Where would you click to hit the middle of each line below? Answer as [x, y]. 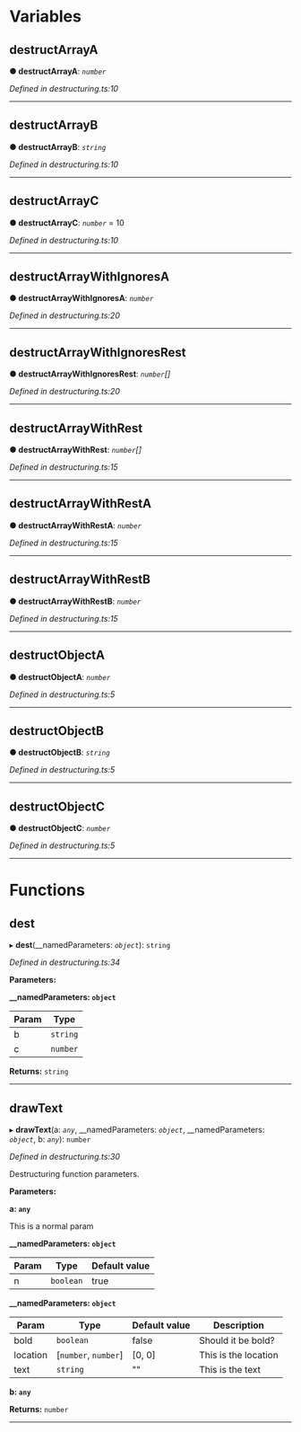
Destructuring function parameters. [74, 1173]
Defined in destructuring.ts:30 [65, 1156]
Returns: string [39, 1072]
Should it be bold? [236, 1340]
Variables [46, 17]
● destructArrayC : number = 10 [67, 223]
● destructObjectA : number [60, 676]
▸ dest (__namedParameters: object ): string [90, 945]
